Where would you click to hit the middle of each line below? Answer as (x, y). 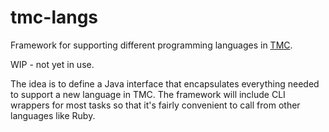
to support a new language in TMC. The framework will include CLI (148, 94)
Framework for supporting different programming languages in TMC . (151, 45)
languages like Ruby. (53, 115)
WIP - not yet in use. (52, 64)
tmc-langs (54, 17)
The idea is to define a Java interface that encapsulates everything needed (165, 83)
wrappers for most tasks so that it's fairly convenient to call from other (155, 105)
